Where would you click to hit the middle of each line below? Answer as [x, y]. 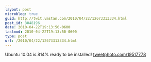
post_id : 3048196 [23, 23]
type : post [16, 37]
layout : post [18, 9]
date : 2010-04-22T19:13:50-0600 [38, 27]
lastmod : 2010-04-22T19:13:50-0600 [41, 32]
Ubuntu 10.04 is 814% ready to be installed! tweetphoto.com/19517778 [75, 54]
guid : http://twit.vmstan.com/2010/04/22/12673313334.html [66, 18]
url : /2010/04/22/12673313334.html [41, 41]
